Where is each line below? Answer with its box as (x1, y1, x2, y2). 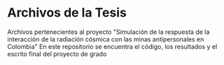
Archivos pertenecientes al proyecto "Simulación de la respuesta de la (7, 28, 210, 36)
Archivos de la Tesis (7, 5, 127, 21)
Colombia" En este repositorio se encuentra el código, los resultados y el (7, 42, 218, 50)
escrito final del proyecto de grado (7, 50, 107, 58)
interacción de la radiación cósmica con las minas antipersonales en (7, 35, 204, 43)
